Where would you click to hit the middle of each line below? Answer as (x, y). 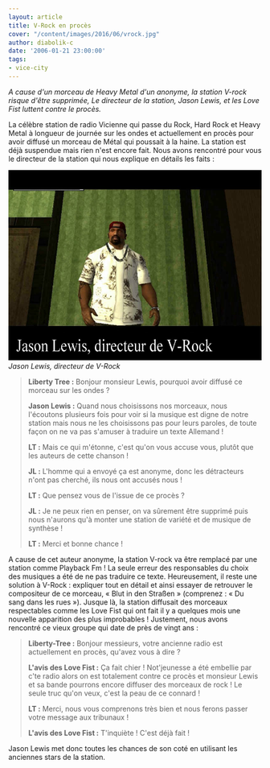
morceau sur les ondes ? (69, 390)
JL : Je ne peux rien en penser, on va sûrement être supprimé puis (138, 510)
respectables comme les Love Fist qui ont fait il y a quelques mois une (125, 610)
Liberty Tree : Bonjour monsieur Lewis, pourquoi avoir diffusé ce (135, 382)
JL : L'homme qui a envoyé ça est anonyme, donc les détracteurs (136, 471)
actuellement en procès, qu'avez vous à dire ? (104, 651)
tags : (17, 60)
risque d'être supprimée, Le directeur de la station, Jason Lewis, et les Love (134, 100)
